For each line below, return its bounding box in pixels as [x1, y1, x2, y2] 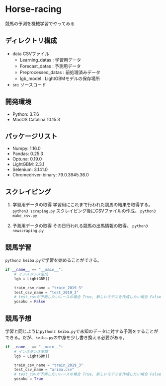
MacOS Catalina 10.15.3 [12, 116, 61, 122]
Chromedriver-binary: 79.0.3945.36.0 [12, 172, 89, 178]
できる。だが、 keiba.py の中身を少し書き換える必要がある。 [5, 334, 128, 340]
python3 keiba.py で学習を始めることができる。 [5, 257, 102, 263]
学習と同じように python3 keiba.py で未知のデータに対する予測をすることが [5, 328, 159, 334]
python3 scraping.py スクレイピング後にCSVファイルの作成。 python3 [12, 208, 156, 214]
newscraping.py [12, 229, 44, 233]
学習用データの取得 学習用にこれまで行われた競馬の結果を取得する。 [12, 202, 153, 208]
